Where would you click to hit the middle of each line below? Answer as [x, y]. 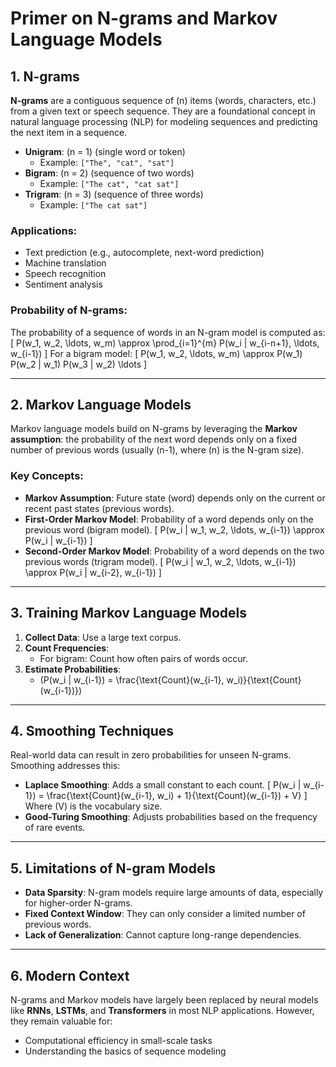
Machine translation [65, 263]
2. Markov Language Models [101, 404]
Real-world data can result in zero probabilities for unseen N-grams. [151, 755]
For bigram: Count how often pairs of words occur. [143, 658]
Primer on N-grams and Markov [144, 18]
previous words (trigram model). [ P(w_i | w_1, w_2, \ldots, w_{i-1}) [160, 561]
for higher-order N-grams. [78, 903]
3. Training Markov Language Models [128, 613]
